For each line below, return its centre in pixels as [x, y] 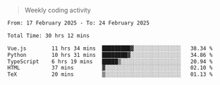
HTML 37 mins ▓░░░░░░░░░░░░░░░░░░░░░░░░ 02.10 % [110, 68]
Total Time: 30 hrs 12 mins [49, 35]
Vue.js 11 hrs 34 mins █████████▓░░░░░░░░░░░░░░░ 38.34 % [110, 48]
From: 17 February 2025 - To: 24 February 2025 [79, 23]
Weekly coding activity [58, 10]
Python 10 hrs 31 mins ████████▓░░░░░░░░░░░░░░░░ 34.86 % [110, 55]
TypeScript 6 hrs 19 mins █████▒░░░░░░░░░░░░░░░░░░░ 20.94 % [110, 61]
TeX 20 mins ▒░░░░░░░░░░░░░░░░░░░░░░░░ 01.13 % [110, 74]
